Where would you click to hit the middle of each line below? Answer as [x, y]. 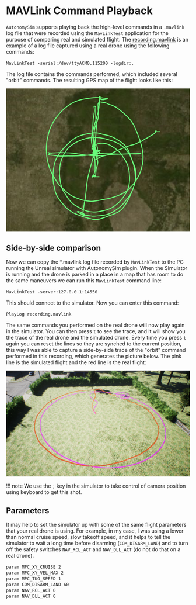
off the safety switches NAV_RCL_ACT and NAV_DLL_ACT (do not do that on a [93, 549]
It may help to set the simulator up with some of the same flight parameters [96, 524]
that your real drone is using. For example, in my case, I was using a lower [95, 531]
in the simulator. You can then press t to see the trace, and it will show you [96, 331]
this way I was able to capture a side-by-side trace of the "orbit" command [96, 350]
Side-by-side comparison [53, 248]
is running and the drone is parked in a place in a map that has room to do [95, 274]
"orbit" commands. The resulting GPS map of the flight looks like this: [90, 80]
